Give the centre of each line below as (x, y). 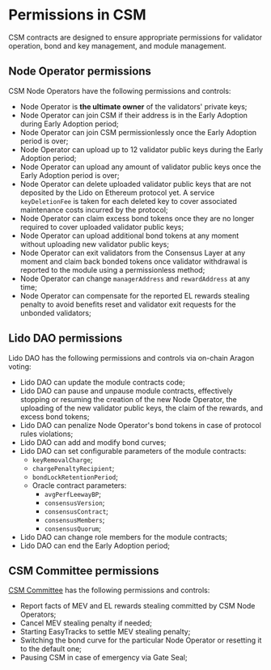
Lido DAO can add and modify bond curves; (93, 442)
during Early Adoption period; (69, 124)
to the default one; (51, 649)
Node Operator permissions (80, 72)
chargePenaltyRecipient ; (73, 468)
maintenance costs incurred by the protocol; (94, 210)
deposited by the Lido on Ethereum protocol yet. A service (117, 193)
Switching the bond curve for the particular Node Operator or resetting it (141, 640)
